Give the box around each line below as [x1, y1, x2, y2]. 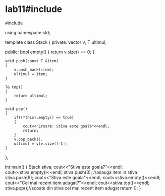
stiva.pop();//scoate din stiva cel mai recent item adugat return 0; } [5, 185, 141, 191]
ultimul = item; [14, 71, 48, 77]
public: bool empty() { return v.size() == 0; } [5, 49, 95, 55]
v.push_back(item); [14, 67, 55, 72]
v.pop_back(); [14, 137, 43, 142]
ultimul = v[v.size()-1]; [14, 141, 68, 146]
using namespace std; [5, 29, 51, 35]
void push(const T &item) [5, 58, 58, 63]
